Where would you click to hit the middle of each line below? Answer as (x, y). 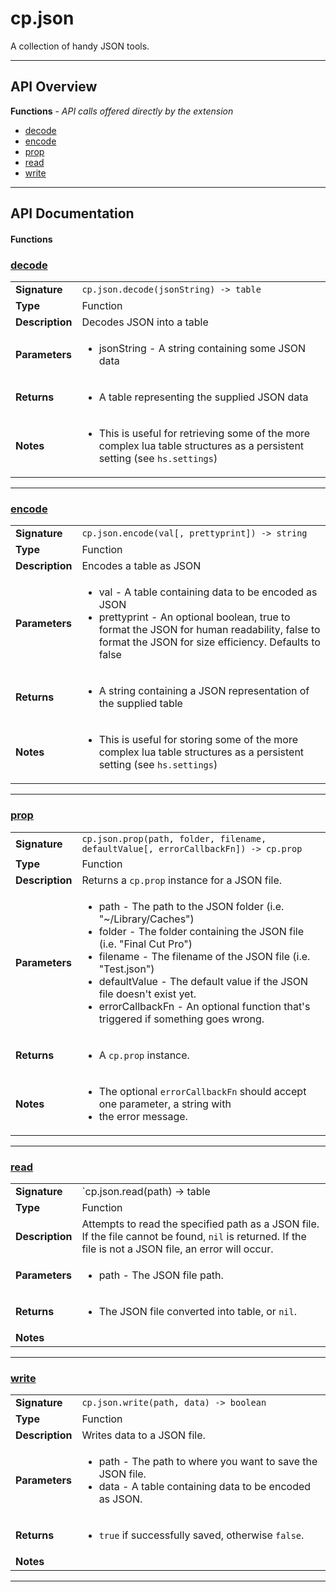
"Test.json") (126, 969)
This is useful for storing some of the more (198, 740)
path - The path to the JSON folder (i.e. (191, 906)
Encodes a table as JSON (141, 566)
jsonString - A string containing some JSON (202, 349)
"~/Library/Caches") (146, 919)
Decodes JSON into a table (145, 322)
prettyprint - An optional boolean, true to (194, 617)
